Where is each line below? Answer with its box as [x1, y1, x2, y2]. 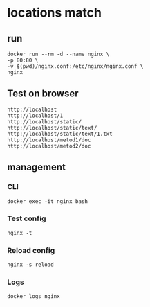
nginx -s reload [7, 261, 54, 268]
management [7, 161, 66, 173]
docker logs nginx [7, 293, 60, 300]
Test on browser [7, 88, 79, 100]
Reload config [7, 245, 55, 255]
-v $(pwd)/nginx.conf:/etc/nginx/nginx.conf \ [7, 63, 144, 70]
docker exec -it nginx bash [7, 198, 88, 205]
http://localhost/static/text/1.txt [7, 130, 113, 137]
